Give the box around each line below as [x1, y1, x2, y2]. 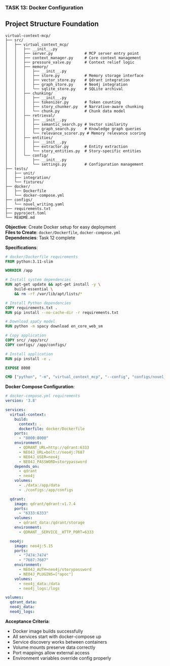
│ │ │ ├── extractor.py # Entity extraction [5, 144, 128, 149]
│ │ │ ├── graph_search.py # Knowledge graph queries [5, 126, 142, 131]
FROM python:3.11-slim [5, 259, 53, 264]
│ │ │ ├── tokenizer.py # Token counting [5, 99, 121, 105]
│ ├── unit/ [5, 170, 35, 176]
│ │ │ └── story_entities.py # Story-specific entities [5, 149, 142, 154]
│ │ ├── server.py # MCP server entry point [5, 51, 139, 56]
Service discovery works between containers [12, 639, 107, 645]
